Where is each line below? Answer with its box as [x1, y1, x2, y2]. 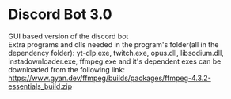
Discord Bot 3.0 [8, 5, 112, 24]
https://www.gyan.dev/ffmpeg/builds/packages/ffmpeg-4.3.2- [8, 73, 211, 82]
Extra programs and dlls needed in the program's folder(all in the [8, 39, 219, 49]
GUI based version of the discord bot [8, 31, 129, 41]
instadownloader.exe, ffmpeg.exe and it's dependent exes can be [8, 57, 222, 66]
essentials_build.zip [8, 81, 73, 91]
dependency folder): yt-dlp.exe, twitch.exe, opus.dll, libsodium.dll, [8, 48, 224, 57]
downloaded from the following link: [8, 64, 125, 74]
